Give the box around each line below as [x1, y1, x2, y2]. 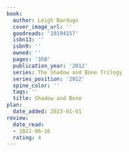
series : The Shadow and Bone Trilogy [13, 69, 123, 76]
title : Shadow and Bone [13, 95, 82, 102]
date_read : [13, 120, 45, 128]
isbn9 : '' [13, 43, 41, 50]
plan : [6, 102, 22, 109]
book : [6, 10, 22, 18]
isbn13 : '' [13, 36, 45, 43]
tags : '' [13, 88, 38, 95]
